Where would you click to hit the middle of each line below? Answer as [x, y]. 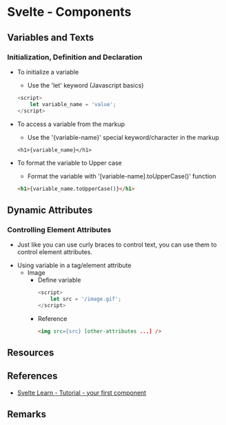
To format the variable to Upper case [69, 163]
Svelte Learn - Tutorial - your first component [82, 393]
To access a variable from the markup [71, 124]
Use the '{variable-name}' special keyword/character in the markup [123, 137]
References [32, 376]
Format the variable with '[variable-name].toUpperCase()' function [122, 176]
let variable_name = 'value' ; [73, 104]
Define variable [59, 280]
